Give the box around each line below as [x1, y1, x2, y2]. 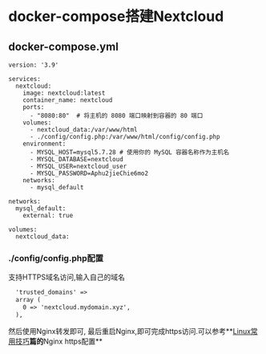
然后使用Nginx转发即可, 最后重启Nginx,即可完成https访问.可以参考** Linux [8, 326, 251, 336]
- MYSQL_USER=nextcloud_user [29, 162, 127, 170]
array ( [15, 296, 42, 304]
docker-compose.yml [8, 39, 119, 53]
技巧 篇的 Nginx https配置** [14, 336, 103, 346]
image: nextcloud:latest [22, 89, 106, 97]
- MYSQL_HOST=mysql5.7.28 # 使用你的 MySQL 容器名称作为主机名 [29, 149, 230, 157]
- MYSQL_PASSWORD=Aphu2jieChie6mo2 [29, 169, 149, 177]
